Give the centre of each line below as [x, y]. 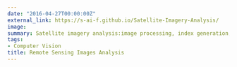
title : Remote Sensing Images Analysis [66, 53]
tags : [15, 40]
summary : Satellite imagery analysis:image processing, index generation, [120, 33]
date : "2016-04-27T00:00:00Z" [52, 14]
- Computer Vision [34, 46]
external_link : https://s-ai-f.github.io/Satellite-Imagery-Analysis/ [113, 20]
